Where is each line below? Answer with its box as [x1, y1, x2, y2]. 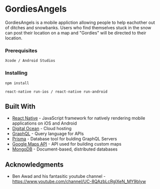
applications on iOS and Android [12, 120, 77, 126]
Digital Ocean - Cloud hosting [12, 126, 72, 132]
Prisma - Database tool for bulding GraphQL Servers [12, 136, 117, 142]
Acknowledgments [5, 160, 64, 169]
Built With [5, 102, 36, 111]
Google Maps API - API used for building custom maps [12, 141, 122, 147]
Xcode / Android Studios [5, 58, 55, 63]
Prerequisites [5, 47, 37, 54]
